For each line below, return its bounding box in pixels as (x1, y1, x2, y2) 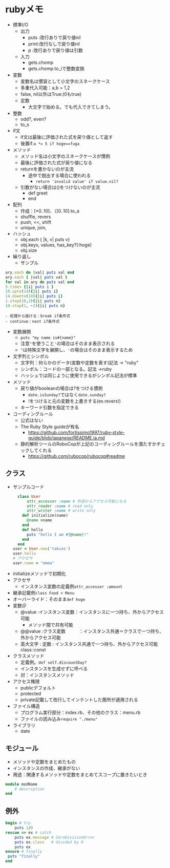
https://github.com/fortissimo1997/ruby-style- (28, 429, 125, 435)
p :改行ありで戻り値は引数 (28, 47, 83, 53)
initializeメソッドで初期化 (12, 570, 67, 577)
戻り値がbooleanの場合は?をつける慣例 (20, 385, 103, 391)
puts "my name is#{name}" (20, 335, 76, 340)
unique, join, (20, 224, 47, 230)
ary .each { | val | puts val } (5, 274, 68, 280)
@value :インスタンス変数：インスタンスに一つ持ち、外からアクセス (20, 609, 164, 615)
